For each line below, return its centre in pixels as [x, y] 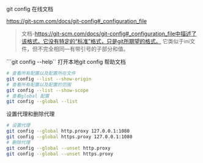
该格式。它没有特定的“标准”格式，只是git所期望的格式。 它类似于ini [105, 41]
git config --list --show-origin [49, 79]
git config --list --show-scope [47, 90]
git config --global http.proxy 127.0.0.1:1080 [68, 131]
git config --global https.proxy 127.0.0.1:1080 [69, 137]
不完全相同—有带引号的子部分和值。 [83, 49]
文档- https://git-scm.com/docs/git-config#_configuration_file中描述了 [109, 33]
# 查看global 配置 [28, 96]
